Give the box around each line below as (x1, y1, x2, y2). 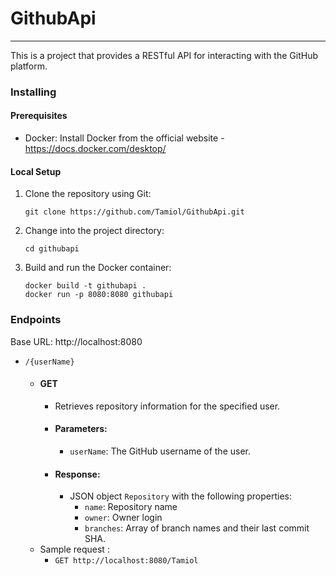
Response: (54, 468, 101, 480)
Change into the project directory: (24, 225, 165, 237)
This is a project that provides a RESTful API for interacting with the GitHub (10, 49, 318, 61)
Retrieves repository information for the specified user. (54, 400, 281, 412)
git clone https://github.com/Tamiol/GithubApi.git (24, 207, 245, 217)
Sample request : (39, 543, 110, 556)
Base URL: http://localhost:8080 (10, 335, 143, 347)
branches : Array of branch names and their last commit (84, 522, 310, 534)
